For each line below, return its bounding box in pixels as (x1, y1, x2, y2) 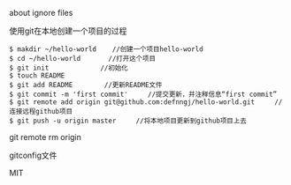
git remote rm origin (9, 132, 82, 142)
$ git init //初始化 (9, 63, 128, 72)
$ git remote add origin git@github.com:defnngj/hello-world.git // (9, 98, 283, 107)
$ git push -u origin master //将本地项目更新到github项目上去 (9, 116, 248, 125)
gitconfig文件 (9, 150, 57, 160)
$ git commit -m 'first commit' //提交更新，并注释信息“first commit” (9, 90, 278, 99)
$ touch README (9, 71, 65, 80)
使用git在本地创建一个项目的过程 (9, 26, 127, 36)
